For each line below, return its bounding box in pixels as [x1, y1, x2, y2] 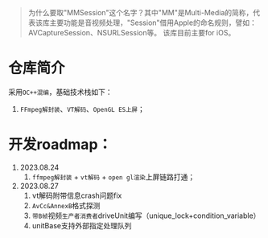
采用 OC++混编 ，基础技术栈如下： [8, 87, 113, 96]
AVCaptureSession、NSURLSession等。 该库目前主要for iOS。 [27, 28, 236, 37]
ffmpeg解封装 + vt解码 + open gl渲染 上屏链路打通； [31, 172, 196, 182]
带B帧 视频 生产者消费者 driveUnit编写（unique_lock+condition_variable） [31, 211, 261, 220]
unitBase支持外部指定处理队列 [31, 220, 132, 230]
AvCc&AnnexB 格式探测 [31, 200, 101, 210]
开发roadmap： [8, 136, 113, 154]
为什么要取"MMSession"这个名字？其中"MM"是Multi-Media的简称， [27, 8, 254, 17]
